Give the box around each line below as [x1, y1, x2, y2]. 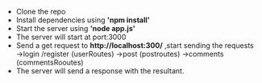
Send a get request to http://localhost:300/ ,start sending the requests [15, 41, 254, 50]
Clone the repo [15, 7, 66, 16]
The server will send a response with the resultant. [15, 66, 185, 75]
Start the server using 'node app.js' [15, 24, 135, 33]
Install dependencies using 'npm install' [15, 15, 151, 25]
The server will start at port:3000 [15, 32, 127, 41]
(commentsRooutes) [15, 57, 84, 67]
